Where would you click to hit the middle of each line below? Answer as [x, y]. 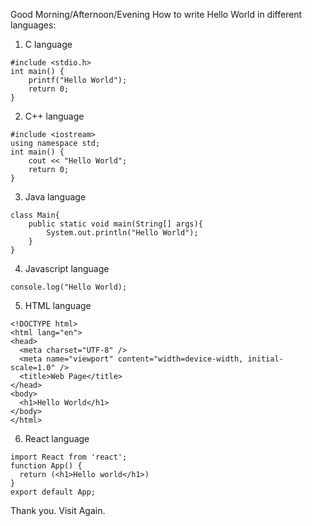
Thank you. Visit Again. [58, 510]
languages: [33, 25]
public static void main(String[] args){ [115, 224]
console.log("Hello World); [69, 287]
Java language [55, 197]
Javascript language [67, 268]
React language [57, 438]
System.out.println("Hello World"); [122, 233]
